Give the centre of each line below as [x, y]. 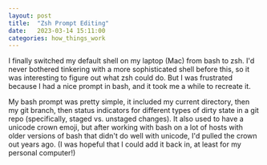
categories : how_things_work [57, 38]
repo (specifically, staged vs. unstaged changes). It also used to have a [126, 119]
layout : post [30, 16]
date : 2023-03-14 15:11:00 [57, 30]
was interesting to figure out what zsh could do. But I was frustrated [121, 78]
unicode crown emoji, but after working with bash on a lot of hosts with [125, 127]
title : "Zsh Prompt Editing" [59, 23]
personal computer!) [42, 153]
